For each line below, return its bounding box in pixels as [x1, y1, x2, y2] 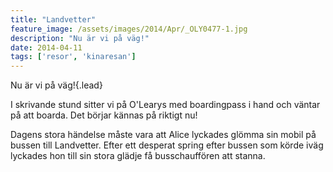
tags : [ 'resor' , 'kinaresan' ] [10, 52, 137, 62]
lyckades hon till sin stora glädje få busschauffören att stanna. [10, 150, 266, 162]
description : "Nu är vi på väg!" [10, 33, 150, 43]
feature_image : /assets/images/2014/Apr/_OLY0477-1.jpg [10, 24, 248, 34]
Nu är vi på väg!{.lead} [10, 79, 103, 91]
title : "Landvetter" [10, 14, 97, 25]
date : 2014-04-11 [10, 42, 83, 53]
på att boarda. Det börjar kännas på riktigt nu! [10, 109, 198, 121]
